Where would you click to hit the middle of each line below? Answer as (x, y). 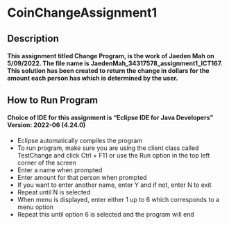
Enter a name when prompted (60, 170)
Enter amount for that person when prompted (82, 177)
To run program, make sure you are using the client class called (108, 148)
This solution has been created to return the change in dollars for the (108, 71)
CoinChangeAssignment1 (82, 13)
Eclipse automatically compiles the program (80, 140)
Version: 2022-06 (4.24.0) (46, 125)
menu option (35, 207)
